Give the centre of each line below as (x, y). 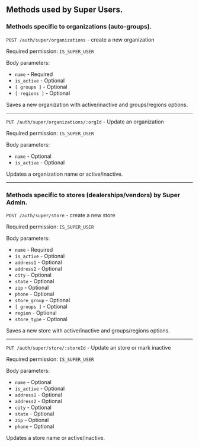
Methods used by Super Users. (65, 10)
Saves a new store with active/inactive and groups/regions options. (88, 330)
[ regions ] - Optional (42, 93)
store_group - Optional (42, 300)
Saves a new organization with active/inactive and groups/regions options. (97, 104)
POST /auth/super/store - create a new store (61, 215)
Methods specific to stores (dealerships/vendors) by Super (93, 195)
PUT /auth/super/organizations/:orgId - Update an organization (85, 122)
